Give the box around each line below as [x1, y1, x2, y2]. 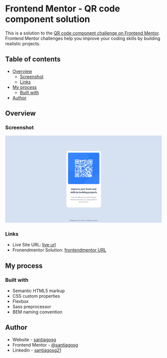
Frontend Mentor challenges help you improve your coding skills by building [5, 35, 161, 41]
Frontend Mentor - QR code [5, 3, 120, 14]
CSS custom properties [12, 293, 61, 299]
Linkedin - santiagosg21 [12, 347, 62, 353]
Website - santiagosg [12, 337, 56, 343]
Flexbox [12, 298, 29, 304]
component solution [5, 13, 90, 25]
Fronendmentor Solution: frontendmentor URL [12, 247, 107, 253]
